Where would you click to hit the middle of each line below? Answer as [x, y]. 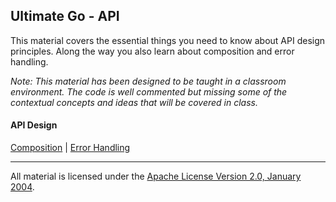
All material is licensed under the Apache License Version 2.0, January [156, 176]
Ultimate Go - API [65, 16]
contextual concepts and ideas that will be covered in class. [134, 102]
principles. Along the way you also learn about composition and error [152, 51]
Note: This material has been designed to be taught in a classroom [148, 81]
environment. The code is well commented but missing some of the [149, 91]
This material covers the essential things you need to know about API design [168, 40]
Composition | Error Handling [70, 148]
